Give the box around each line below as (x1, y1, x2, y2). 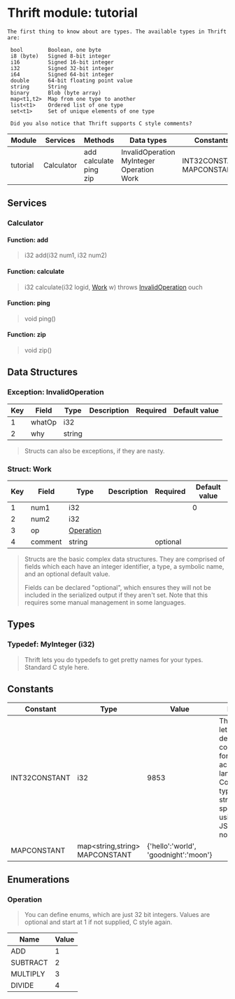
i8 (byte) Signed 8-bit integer (10, 53, 111, 60)
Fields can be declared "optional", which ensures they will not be (24, 584, 211, 592)
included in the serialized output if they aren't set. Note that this (24, 591, 208, 600)
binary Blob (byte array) (10, 89, 101, 96)
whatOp (30, 417, 57, 427)
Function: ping (7, 299, 50, 308)
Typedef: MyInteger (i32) (7, 640, 95, 649)
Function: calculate (7, 268, 65, 276)
